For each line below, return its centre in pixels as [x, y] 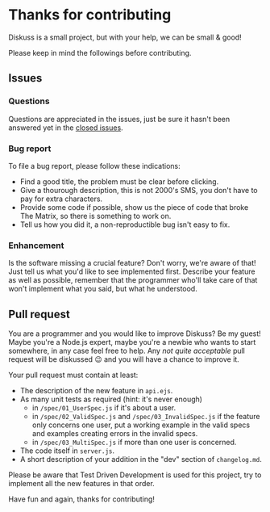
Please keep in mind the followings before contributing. [100, 52]
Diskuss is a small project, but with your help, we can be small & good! [125, 37]
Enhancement [36, 246]
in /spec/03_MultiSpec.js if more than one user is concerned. [134, 443]
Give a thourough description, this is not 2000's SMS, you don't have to [139, 190]
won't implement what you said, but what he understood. [103, 289]
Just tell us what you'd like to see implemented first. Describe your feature [132, 271]
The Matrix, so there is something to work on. [96, 216]
